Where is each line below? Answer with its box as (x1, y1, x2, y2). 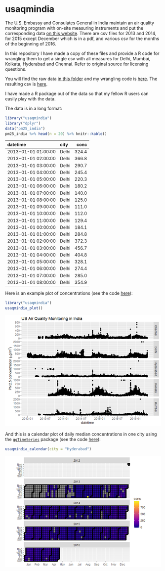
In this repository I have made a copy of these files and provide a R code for (5, 50, 160, 56)
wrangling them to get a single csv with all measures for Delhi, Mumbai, (5, 55, 151, 61)
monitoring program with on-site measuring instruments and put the (5, 25, 144, 31)
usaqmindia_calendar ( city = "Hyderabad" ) (5, 446, 92, 452)
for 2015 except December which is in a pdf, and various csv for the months (5, 36, 160, 42)
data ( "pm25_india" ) (5, 126, 45, 131)
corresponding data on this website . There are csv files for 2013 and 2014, (5, 30, 157, 36)
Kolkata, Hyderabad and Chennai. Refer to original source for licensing (5, 61, 149, 67)
